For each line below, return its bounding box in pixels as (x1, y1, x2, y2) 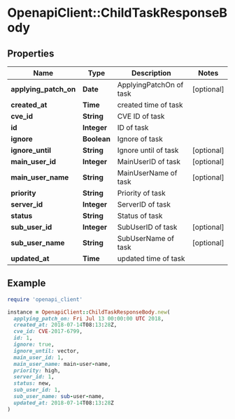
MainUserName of (117, 168, 178, 177)
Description (131, 68, 171, 78)
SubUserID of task (117, 222, 178, 232)
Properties (7, 47, 55, 59)
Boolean (83, 134, 111, 144)
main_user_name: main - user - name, (13, 360, 111, 367)
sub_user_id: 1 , (13, 386, 61, 394)
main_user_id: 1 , (13, 354, 64, 361)
